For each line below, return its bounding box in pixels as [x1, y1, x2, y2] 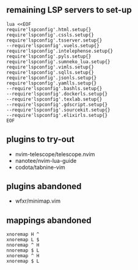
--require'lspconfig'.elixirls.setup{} [6, 112, 108, 118]
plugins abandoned [6, 181, 82, 192]
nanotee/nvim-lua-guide [15, 157, 77, 164]
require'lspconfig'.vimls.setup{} [6, 64, 95, 70]
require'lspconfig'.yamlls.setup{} [6, 80, 97, 86]
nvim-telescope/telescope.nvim [15, 150, 95, 158]
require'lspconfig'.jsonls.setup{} [6, 75, 97, 81]
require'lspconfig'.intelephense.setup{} [6, 48, 114, 54]
